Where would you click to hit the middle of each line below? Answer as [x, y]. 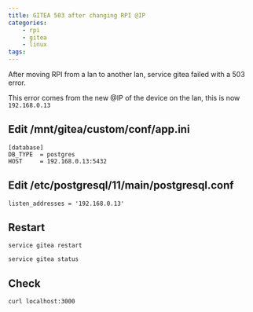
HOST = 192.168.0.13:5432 [58, 161]
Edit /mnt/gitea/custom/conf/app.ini [99, 129]
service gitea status [44, 259]
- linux [35, 45]
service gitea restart [45, 246]
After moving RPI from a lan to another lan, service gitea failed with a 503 [126, 74]
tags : [17, 52]
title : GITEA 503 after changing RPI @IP [77, 15]
